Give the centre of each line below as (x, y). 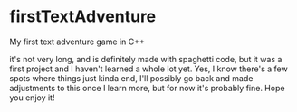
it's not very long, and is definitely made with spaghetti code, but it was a (146, 59)
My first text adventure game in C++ (77, 42)
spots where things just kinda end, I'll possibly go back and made (131, 78)
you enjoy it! (32, 98)
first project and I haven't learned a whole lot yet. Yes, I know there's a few (148, 69)
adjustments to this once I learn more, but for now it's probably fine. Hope (147, 88)
